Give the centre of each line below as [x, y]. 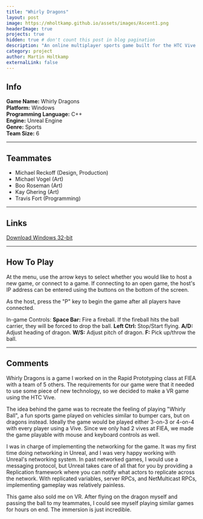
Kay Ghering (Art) [37, 192]
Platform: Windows [31, 108]
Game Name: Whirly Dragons [43, 102]
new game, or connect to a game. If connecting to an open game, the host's [101, 283]
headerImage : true [29, 29]
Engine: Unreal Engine [34, 121]
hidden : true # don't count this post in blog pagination [81, 40]
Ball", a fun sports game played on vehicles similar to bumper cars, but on [98, 415]
